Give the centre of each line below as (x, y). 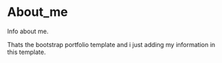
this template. (27, 52)
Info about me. (28, 31)
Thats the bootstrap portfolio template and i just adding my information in (111, 44)
